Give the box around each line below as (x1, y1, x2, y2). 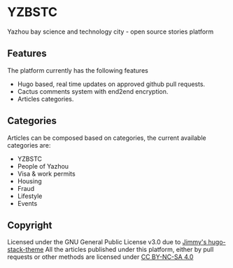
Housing (17, 176, 42, 185)
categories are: (7, 141, 51, 149)
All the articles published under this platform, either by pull (45, 246, 214, 254)
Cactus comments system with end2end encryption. (17, 87, 169, 95)
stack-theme (7, 246, 44, 254)
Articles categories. (17, 94, 74, 103)
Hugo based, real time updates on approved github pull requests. (17, 80, 205, 88)
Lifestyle (17, 192, 43, 200)
